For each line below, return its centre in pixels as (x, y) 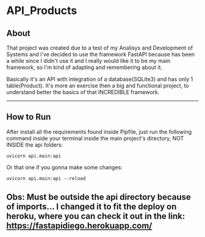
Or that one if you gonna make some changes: (65, 167)
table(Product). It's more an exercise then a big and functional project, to (98, 86)
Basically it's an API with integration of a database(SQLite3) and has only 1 (100, 79)
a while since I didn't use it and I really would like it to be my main (88, 61)
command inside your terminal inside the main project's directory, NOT (95, 138)
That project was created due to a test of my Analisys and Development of (100, 48)
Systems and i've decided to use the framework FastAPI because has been (101, 54)
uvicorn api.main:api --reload (46, 178)
